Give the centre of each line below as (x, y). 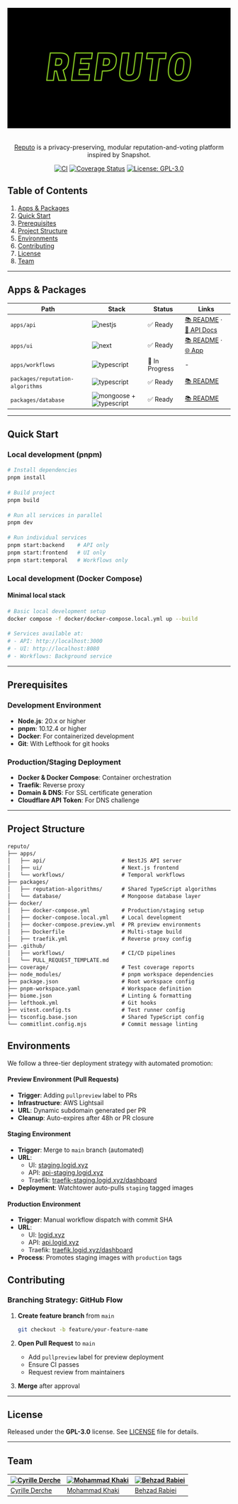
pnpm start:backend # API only (58, 545)
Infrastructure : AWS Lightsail (61, 1102)
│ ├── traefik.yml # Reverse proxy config (100, 939)
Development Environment (54, 705)
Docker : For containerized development (76, 736)
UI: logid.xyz (46, 1235)
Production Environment (44, 1204)
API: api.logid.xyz (53, 1242)
